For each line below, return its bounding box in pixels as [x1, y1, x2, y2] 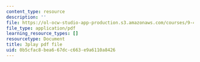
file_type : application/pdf [6, 25, 76, 31]
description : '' [6, 14, 46, 20]
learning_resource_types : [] [6, 31, 79, 37]
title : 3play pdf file [6, 42, 62, 48]
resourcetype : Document [6, 36, 65, 42]
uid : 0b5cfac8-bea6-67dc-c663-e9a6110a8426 [6, 47, 116, 53]
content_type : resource [6, 8, 65, 15]
